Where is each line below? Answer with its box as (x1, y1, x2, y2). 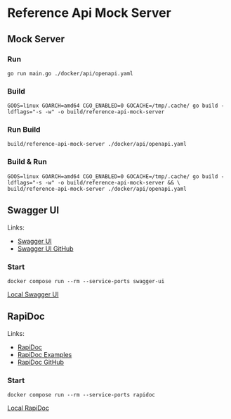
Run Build (7, 125, 41, 135)
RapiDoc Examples (17, 350, 72, 358)
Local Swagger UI (7, 290, 59, 299)
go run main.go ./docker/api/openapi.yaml (7, 70, 133, 77)
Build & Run (7, 157, 48, 167)
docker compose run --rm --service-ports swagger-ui (7, 277, 165, 284)
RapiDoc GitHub (17, 358, 65, 366)
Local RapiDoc (7, 404, 49, 412)
